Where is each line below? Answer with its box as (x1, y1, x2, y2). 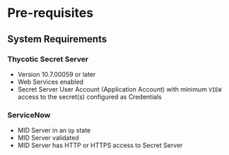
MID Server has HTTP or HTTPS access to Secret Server (17, 141, 183, 149)
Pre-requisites (7, 5, 94, 21)
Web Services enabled (17, 77, 83, 86)
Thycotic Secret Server (7, 54, 89, 64)
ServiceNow (7, 110, 51, 120)
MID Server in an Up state (17, 126, 91, 135)
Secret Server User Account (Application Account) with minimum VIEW (17, 85, 222, 93)
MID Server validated (17, 134, 79, 142)
